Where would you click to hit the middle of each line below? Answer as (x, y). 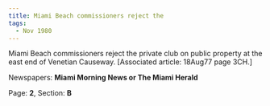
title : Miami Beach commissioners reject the (86, 16)
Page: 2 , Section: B (40, 93)
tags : (17, 23)
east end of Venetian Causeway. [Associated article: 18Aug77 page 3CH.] (130, 62)
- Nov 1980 (34, 31)
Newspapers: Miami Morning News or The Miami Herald (104, 78)
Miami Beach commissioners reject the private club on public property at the (135, 54)
